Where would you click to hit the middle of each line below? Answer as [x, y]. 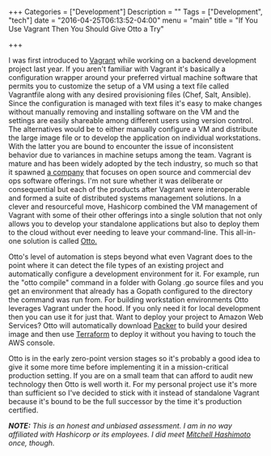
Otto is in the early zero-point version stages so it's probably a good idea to [134, 358]
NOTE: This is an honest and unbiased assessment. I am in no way [121, 426]
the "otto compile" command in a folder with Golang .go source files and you [136, 282]
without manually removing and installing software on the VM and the [124, 112]
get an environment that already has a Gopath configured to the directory [131, 291]
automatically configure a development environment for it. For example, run [134, 274]
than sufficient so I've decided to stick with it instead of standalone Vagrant [134, 393]
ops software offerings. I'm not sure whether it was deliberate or [116, 181]
